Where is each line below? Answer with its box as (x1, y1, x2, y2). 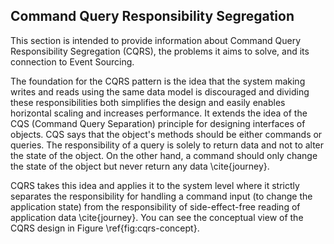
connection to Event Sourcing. (10, 55, 135, 68)
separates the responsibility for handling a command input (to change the (10, 190, 313, 202)
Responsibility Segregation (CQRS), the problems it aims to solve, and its (10, 45, 310, 57)
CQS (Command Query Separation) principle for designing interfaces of (10, 117, 306, 129)
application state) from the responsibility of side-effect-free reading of (10, 200, 301, 213)
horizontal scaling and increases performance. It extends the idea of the (10, 107, 308, 119)
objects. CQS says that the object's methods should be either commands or (10, 128, 323, 140)
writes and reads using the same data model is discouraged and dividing (10, 85, 310, 98)
